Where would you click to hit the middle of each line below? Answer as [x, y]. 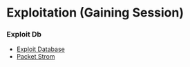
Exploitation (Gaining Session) [95, 13]
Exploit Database [40, 49]
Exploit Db [24, 35]
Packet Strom [36, 57]
